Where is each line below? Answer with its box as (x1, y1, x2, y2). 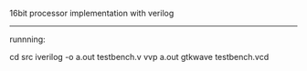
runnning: (9, 34, 46, 45)
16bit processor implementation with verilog (9, 8, 175, 18)
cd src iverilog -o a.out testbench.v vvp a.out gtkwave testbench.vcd (9, 52, 270, 62)
